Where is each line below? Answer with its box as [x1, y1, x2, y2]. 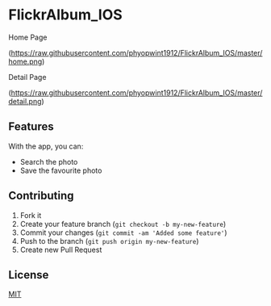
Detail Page [8, 72, 47, 82]
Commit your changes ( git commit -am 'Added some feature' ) [19, 228, 227, 237]
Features [8, 119, 54, 134]
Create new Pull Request [19, 245, 102, 254]
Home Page [8, 32, 48, 42]
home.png [8, 57, 43, 66]
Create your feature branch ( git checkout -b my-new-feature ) [19, 219, 227, 228]
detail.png [8, 96, 42, 106]
